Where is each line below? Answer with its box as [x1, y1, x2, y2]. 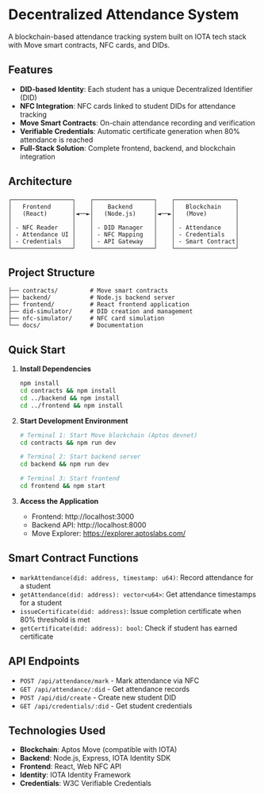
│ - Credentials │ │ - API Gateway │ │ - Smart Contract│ [8, 237, 239, 245]
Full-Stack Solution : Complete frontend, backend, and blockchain [19, 143, 235, 152]
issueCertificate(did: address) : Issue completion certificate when [19, 606, 242, 616]
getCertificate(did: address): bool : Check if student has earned [19, 623, 238, 632]
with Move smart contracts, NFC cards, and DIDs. [8, 40, 170, 49]
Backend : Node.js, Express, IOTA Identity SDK [19, 754, 171, 763]
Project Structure [8, 266, 95, 279]
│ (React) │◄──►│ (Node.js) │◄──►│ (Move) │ [8, 209, 239, 217]
